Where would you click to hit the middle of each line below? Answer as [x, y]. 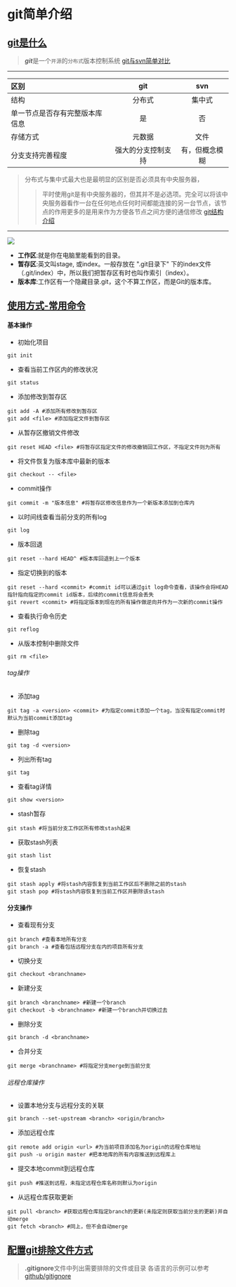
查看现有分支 [36, 925]
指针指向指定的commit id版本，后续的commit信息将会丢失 [81, 594]
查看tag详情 [34, 786]
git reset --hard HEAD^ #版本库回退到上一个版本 [74, 558]
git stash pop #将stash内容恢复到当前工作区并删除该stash [86, 891]
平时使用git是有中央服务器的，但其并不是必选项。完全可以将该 [132, 194]
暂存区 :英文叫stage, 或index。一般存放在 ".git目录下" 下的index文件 [114, 264]
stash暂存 [32, 814]
